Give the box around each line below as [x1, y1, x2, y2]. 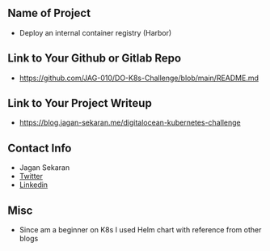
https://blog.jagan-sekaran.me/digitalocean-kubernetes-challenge [19, 117, 241, 128]
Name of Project [7, 6, 91, 20]
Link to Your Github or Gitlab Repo [7, 52, 182, 66]
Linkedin [19, 180, 49, 189]
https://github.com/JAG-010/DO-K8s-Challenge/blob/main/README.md [19, 73, 259, 83]
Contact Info [7, 141, 72, 155]
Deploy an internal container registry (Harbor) [19, 28, 172, 37]
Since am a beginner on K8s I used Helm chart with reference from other [19, 225, 262, 235]
